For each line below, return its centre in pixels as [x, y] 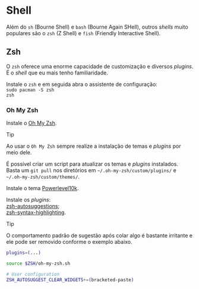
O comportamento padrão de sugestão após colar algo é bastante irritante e [99, 235]
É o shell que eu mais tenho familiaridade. [57, 73]
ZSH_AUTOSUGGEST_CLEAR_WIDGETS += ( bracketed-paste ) [70, 280]
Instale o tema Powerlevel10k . [42, 188]
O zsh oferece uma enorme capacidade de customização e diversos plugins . [100, 66]
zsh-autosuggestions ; [33, 206]
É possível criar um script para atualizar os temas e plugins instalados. [92, 164]
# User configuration [33, 274]
